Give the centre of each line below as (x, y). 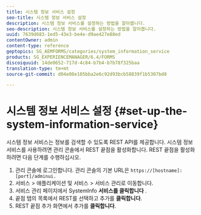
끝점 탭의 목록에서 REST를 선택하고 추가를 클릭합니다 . (79, 199)
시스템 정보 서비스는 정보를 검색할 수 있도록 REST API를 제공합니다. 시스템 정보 (100, 142)
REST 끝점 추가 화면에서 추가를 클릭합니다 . (66, 206)
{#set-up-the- (151, 111)
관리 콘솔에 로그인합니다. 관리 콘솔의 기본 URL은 (72, 170)
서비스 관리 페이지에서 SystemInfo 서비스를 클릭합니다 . (81, 191)
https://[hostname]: (156, 171)
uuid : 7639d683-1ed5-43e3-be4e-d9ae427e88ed (63, 35)
